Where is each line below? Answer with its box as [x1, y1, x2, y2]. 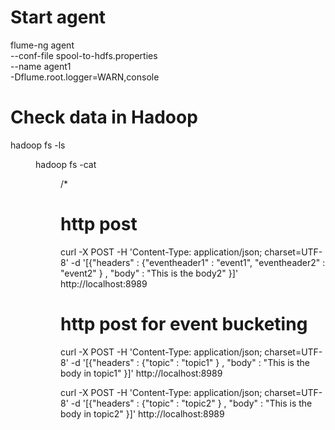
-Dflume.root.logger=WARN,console [10, 71, 160, 83]
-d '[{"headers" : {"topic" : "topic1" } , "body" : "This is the [70, 356, 310, 368]
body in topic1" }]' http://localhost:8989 [60, 367, 223, 379]
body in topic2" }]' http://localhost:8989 [60, 407, 225, 420]
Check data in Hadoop [10, 106, 198, 129]
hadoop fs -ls [10, 139, 66, 151]
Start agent [10, 6, 107, 29]
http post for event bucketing [60, 313, 308, 335]
